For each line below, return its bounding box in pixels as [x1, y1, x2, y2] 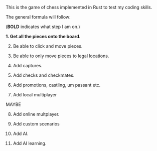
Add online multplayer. [13, 111, 60, 117]
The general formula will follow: [6, 14, 71, 20]
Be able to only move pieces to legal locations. [13, 53, 109, 59]
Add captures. [13, 63, 43, 68]
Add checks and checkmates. [13, 72, 75, 78]
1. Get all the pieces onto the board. [6, 34, 81, 39]
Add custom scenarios [13, 121, 60, 127]
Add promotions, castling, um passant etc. [13, 82, 101, 88]
